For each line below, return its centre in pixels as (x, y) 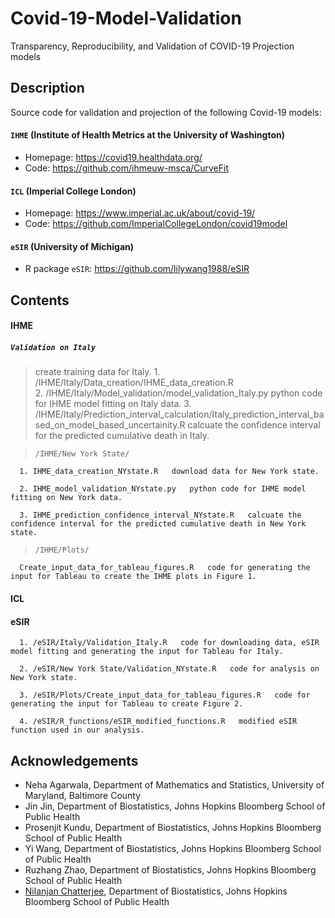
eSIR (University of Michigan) (72, 246)
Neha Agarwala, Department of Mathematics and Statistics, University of (174, 784)
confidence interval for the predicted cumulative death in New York (158, 524)
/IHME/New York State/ (82, 454)
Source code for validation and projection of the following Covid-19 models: (166, 112)
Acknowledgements (74, 760)
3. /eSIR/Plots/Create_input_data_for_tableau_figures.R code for (165, 695)
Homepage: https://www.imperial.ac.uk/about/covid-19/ (140, 213)
